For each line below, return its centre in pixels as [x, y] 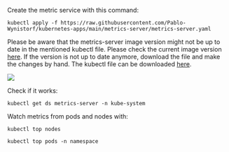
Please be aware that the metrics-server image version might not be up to [114, 42]
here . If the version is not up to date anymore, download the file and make [114, 56]
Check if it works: [33, 91]
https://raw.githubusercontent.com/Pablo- [124, 23]
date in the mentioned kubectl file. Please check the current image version [114, 49]
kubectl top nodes [34, 129]
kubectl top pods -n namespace [53, 142]
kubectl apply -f [33, 23]
